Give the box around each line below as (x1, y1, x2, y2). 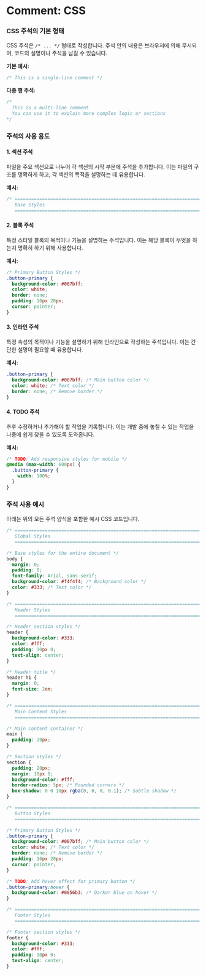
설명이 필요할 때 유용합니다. (17, 346, 84, 353)
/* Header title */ (6, 669, 56, 675)
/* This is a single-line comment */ (6, 75, 103, 81)
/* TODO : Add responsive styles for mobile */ (6, 456, 128, 462)
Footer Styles (14, 912, 51, 918)
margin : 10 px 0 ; (12, 770, 53, 777)
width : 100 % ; (17, 473, 51, 479)
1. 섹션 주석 (6, 148, 33, 155)
